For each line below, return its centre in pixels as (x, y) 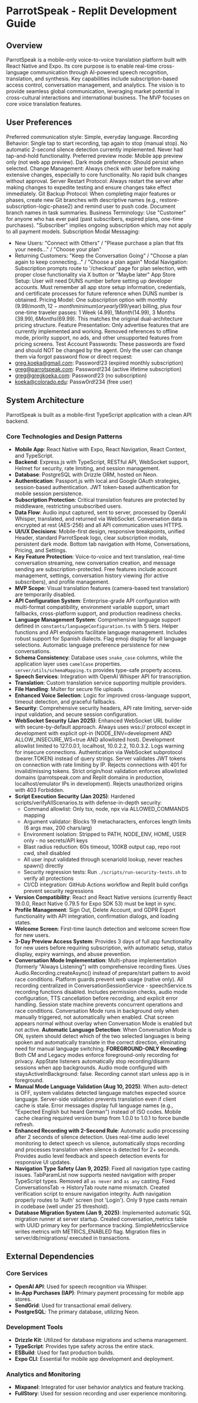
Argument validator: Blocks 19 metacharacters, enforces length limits (107, 821)
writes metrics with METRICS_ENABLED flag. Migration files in (90, 1231)
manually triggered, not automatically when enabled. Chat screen (94, 1017)
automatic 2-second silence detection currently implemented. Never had (95, 149)
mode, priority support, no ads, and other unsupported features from (98, 337)
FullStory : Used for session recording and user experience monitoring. (101, 1394)
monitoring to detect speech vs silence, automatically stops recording (100, 1143)
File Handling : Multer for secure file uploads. (69, 689)
